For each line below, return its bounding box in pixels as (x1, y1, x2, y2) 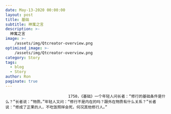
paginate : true (5, 79, 38, 84)
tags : (5, 60, 17, 65)
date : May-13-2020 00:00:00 (5, 7, 66, 13)
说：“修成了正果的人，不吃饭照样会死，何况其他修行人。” (5, 104, 108, 110)
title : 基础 (5, 17, 29, 22)
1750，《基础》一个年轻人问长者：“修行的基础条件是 (68, 94, 162, 99)
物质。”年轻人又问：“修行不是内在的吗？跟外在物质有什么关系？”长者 (32, 99, 157, 104)
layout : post (5, 12, 33, 17)
